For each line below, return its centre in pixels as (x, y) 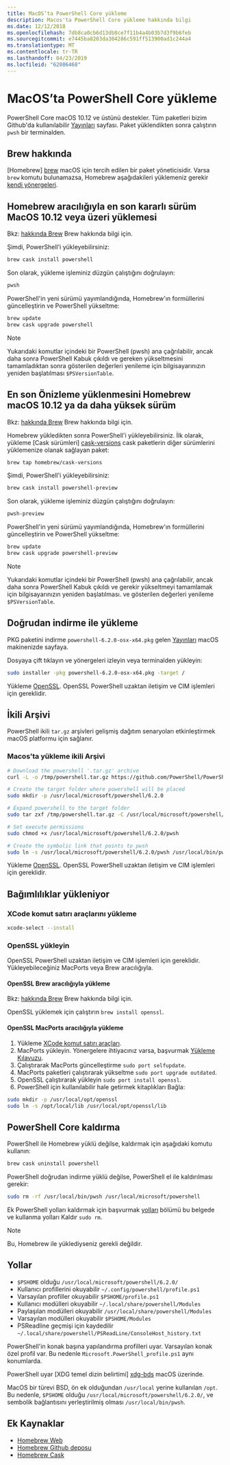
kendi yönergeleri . (33, 185)
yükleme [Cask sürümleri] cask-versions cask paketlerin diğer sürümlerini (111, 442)
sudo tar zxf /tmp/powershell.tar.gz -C (66, 815)
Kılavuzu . (30, 1058)
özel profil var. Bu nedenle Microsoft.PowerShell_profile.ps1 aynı (100, 1353)
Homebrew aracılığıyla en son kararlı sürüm (102, 206)
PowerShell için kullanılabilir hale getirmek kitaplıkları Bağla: (101, 1087)
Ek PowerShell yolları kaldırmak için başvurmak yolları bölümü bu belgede (111, 1210)
